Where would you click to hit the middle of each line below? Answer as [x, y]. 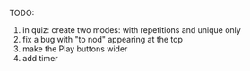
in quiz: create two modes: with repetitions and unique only [132, 30]
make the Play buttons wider [75, 49]
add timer [40, 58]
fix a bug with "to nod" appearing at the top [103, 39]
